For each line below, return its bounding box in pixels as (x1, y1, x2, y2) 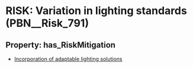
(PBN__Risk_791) (5, 16, 89, 30)
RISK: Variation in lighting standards (5, 4, 187, 18)
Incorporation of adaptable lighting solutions (14, 56, 123, 62)
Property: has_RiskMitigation (5, 40, 116, 50)
